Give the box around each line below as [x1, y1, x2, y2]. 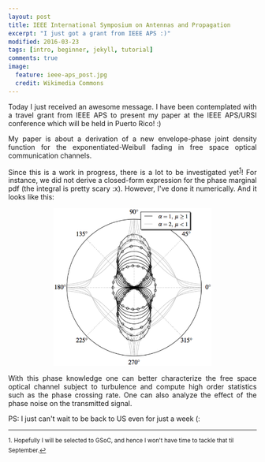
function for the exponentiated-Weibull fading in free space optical [8, 142, 257, 151]
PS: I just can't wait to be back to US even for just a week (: [8, 414, 201, 423]
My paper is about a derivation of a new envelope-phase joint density [8, 134, 257, 143]
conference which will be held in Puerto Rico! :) [8, 118, 162, 128]
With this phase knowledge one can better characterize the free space [8, 374, 257, 383]
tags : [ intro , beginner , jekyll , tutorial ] [8, 46, 154, 54]
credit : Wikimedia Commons [15, 79, 104, 87]
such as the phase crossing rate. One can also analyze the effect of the [8, 390, 257, 400]
